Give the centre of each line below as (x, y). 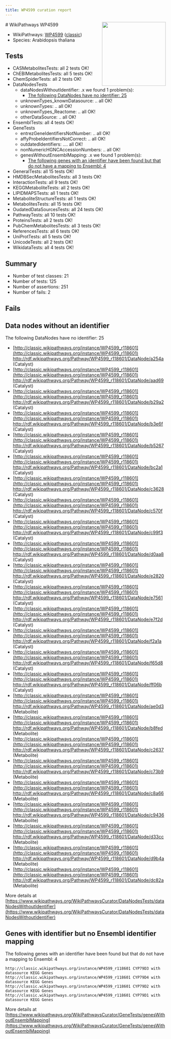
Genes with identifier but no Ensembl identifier (81, 933)
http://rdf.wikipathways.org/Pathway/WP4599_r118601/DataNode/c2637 (88, 750)
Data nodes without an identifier (58, 326)
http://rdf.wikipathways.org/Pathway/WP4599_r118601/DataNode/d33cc (88, 837)
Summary (21, 264)
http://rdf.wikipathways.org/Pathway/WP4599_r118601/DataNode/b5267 (88, 446)
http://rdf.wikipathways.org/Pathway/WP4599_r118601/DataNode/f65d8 (88, 663)
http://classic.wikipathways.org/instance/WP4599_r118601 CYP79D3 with (83, 969)
